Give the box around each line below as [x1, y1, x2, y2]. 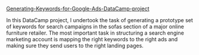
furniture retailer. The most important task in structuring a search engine [6, 29, 184, 36]
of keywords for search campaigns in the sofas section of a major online [6, 23, 184, 30]
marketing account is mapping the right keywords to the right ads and [6, 36, 178, 42]
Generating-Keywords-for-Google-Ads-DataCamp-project [6, 5, 149, 12]
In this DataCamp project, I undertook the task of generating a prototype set [6, 17, 193, 23]
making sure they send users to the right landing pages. [6, 42, 144, 49]
